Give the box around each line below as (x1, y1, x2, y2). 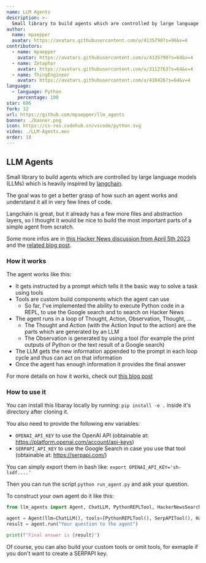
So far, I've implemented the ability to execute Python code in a (24, 301, 185, 309)
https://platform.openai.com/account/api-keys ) (15, 439, 135, 446)
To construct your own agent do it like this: (6, 493, 115, 500)
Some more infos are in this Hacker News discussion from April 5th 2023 (6, 235, 191, 242)
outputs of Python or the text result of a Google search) (24, 341, 165, 348)
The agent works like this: (6, 270, 72, 278)
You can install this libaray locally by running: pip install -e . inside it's (6, 402, 191, 409)
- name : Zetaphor (12, 60, 56, 66)
